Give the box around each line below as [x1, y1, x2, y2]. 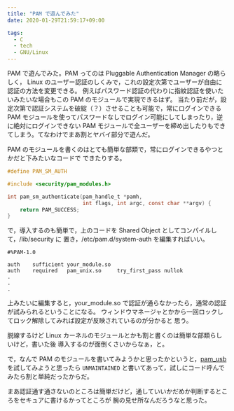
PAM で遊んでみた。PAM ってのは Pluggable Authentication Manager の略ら [7, 69, 226, 77]
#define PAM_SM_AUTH [7, 168, 68, 175]
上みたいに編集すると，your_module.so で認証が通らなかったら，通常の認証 [7, 299, 227, 307]
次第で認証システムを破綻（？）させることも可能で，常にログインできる [13, 104, 222, 112]
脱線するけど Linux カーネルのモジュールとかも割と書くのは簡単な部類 [7, 331, 210, 340]
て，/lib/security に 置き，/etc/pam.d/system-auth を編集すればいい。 [7, 235, 209, 244]
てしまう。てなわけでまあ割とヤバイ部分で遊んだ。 [7, 130, 154, 139]
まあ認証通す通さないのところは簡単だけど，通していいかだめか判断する [7, 387, 216, 396]
